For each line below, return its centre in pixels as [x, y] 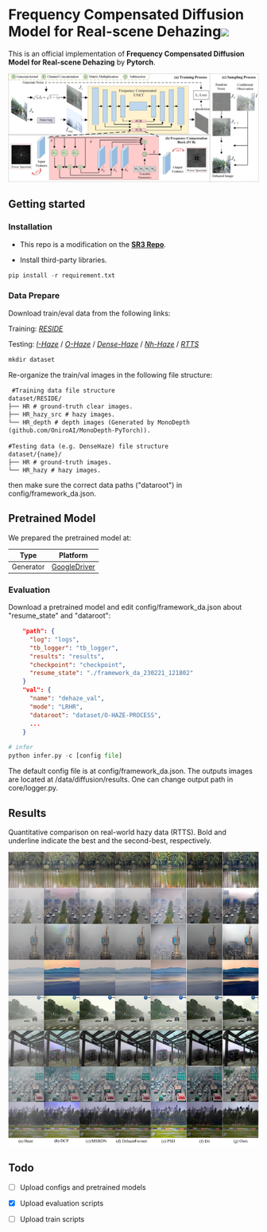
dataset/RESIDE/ [35, 398]
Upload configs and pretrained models [83, 1187]
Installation [31, 227]
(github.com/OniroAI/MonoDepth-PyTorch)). [79, 430]
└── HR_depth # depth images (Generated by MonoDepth [99, 422]
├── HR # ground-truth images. [60, 462]
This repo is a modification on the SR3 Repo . [93, 244]
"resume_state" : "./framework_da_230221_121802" [111, 673]
